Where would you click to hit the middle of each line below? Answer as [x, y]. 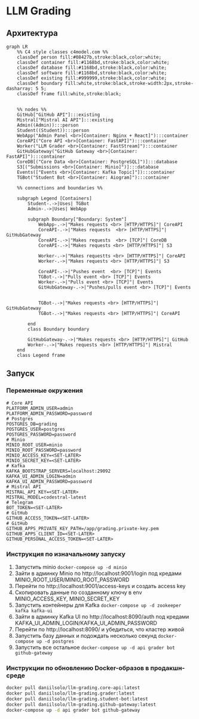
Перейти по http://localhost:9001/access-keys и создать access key [100, 586]
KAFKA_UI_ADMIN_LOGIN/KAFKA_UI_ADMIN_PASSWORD [86, 623]
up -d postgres [56, 641]
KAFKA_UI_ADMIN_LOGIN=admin [41, 476]
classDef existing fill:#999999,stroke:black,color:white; [92, 78]
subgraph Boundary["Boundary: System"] [77, 219]
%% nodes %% [32, 109]
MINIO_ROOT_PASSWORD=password [44, 450]
